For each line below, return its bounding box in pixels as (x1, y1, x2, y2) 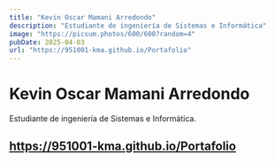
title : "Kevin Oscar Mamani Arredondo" (9, 12, 157, 22)
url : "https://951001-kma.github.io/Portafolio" (9, 46, 192, 55)
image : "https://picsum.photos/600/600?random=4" (9, 29, 196, 38)
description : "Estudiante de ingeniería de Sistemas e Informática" (9, 21, 267, 30)
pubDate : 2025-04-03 (9, 37, 86, 47)
